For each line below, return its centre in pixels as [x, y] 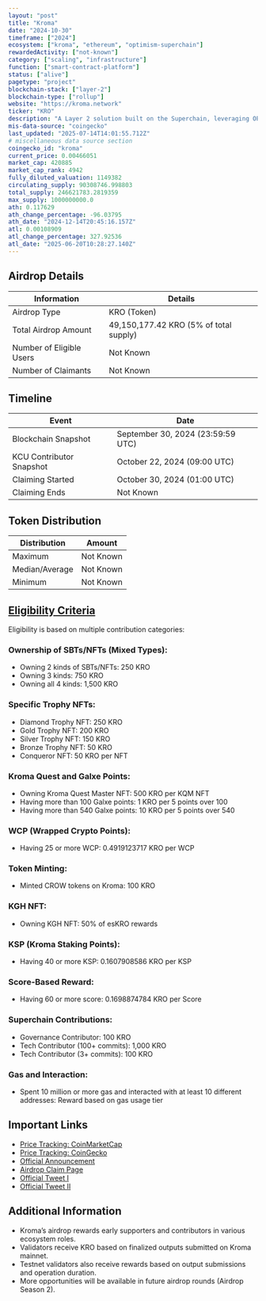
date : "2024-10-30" [40, 30]
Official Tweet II [45, 1186]
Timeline [30, 398]
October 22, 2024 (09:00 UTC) [176, 462]
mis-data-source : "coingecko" [58, 126]
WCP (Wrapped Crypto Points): [69, 831]
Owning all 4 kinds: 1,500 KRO [69, 684]
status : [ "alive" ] [38, 75]
